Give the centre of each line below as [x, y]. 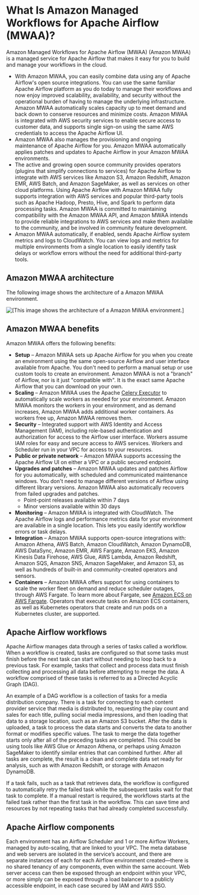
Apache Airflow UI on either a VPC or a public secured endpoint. [93, 462]
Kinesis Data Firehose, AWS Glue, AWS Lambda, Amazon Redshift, [96, 557]
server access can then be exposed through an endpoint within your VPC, [96, 873]
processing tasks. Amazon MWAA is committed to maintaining [91, 209]
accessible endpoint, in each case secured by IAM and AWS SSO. [86, 885]
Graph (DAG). [23, 685]
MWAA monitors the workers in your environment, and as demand [95, 405]
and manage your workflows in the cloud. [57, 64]
